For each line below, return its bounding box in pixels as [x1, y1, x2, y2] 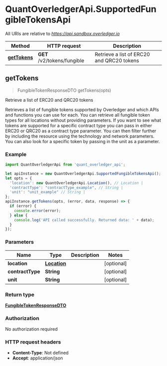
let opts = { [5, 176, 32, 181]
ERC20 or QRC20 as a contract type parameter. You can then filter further [5, 128, 157, 134]
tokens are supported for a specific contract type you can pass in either [5, 122, 153, 128]
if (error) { [9, 203, 37, 209]
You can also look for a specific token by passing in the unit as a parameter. [5, 138, 160, 144]
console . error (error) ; [14, 208, 61, 213]
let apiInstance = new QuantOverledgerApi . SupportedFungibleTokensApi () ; [5, 171, 162, 176]
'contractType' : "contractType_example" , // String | [9, 185, 123, 190]
